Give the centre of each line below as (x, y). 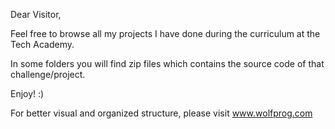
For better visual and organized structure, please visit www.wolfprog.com (161, 113)
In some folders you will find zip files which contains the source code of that (167, 63)
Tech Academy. (42, 44)
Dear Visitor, (36, 14)
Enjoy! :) (27, 93)
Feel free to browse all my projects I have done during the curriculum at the (165, 33)
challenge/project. (48, 74)
